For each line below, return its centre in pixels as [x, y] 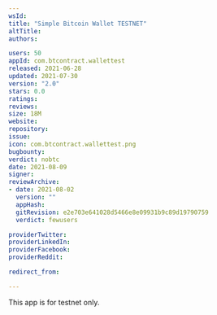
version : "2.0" [34, 83]
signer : [22, 175]
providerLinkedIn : [39, 242]
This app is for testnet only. [54, 302]
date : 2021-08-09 [38, 167]
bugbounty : [27, 151]
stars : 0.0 [27, 91]
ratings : [23, 98]
